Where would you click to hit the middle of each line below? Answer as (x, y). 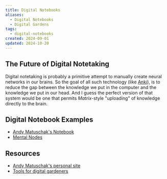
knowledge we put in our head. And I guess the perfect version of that (79, 93)
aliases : (15, 15)
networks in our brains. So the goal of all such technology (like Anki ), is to (83, 82)
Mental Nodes (27, 137)
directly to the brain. (27, 103)
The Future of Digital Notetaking (57, 64)
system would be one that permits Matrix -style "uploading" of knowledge (83, 98)
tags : (11, 29)
